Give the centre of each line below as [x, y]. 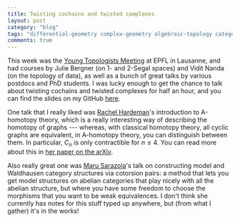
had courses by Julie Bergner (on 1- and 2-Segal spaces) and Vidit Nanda [116, 68]
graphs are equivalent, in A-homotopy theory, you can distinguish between [117, 135]
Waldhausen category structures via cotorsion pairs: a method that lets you [118, 173]
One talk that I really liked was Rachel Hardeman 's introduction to [104, 112]
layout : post [27, 21]
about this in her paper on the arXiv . [60, 152]
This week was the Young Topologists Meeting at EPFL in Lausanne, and [114, 60]
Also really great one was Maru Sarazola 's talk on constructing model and [116, 165]
